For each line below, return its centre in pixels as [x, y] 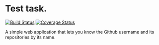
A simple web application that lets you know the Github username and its [80, 32]
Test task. [26, 9]
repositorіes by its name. [30, 37]
